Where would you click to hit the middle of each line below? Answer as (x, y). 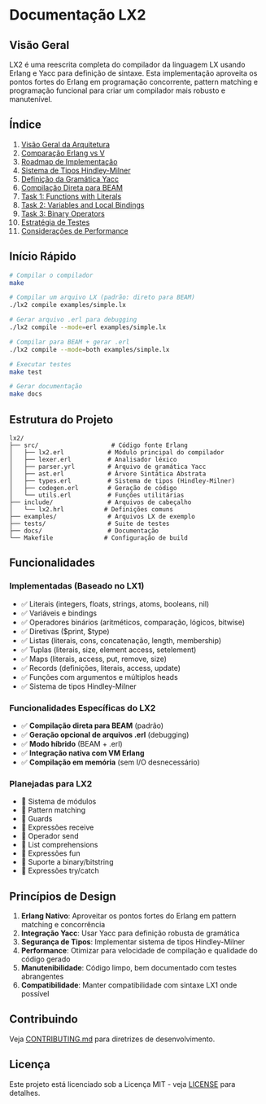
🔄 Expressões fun (50, 853)
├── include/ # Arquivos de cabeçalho (100, 502)
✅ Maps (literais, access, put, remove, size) (94, 659)
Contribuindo (44, 1019)
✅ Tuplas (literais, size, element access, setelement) (109, 650)
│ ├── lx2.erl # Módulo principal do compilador (117, 452)
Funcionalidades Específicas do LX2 (83, 708)
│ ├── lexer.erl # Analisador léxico (93, 459)
